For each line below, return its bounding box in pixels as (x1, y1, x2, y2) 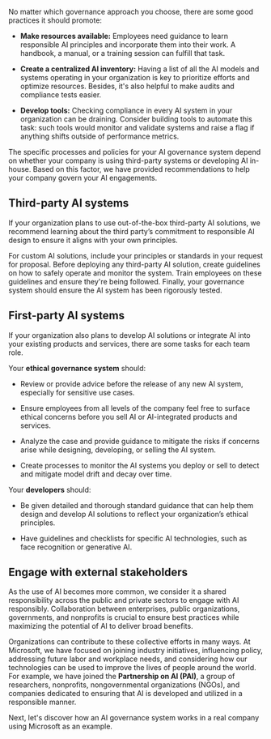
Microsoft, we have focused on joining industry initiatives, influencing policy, (8, 646, 263, 656)
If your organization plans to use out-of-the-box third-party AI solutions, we (8, 218, 260, 228)
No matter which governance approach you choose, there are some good (8, 7, 253, 16)
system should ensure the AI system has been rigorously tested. (8, 285, 222, 295)
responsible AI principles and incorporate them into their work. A (19, 40, 236, 49)
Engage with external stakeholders (8, 566, 188, 579)
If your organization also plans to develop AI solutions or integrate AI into (8, 330, 251, 340)
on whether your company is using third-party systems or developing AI (8, 156, 248, 165)
